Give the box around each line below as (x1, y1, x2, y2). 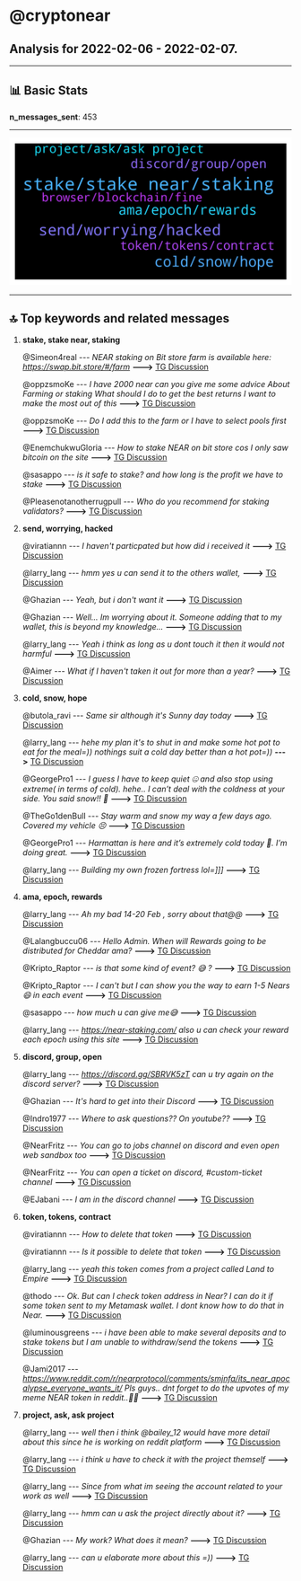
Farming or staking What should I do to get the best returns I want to (21, 388, 276, 400)
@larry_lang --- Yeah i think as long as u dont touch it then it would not (21, 639, 285, 649)
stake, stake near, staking (21, 334, 121, 346)
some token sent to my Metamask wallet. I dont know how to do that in (21, 1300, 285, 1312)
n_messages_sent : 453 (9, 111, 98, 122)
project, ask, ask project (21, 1409, 115, 1420)
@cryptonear (9, 5, 111, 26)
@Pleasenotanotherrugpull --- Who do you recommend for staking (21, 496, 270, 508)
